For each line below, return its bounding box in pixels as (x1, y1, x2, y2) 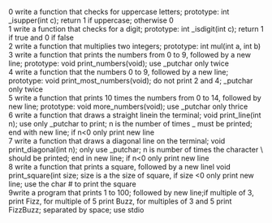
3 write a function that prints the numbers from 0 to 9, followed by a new (8, 50, 252, 59)
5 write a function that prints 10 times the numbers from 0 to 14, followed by (8, 93, 261, 102)
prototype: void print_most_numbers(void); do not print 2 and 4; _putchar (8, 76, 253, 85)
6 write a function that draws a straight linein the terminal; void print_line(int (8, 110, 261, 120)
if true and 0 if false (8, 32, 75, 42)
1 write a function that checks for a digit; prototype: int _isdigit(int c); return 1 (8, 24, 264, 33)
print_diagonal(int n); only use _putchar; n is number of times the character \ (8, 145, 264, 154)
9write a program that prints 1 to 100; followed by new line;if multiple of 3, (8, 188, 254, 197)
